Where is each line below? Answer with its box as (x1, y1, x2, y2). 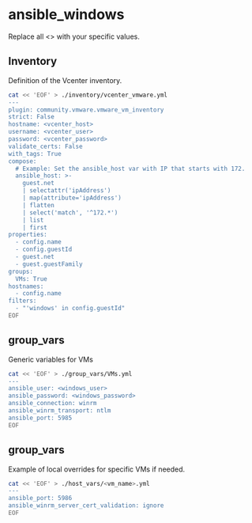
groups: (8, 267, 34, 275)
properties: (8, 231, 47, 239)
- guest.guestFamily (15, 260, 83, 268)
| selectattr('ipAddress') (22, 187, 111, 195)
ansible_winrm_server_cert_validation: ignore (8, 502, 164, 510)
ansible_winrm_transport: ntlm (8, 407, 111, 415)
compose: (8, 157, 37, 165)
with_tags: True (8, 150, 62, 157)
